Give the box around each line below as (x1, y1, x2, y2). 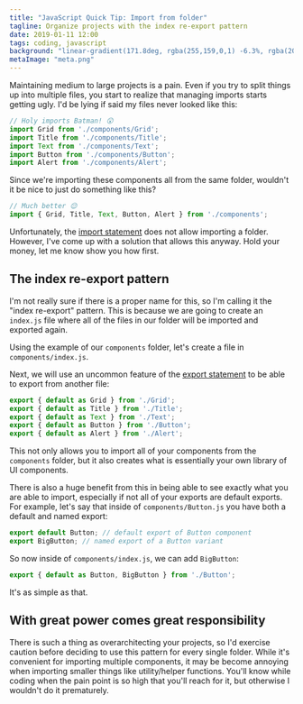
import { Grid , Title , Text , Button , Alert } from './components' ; (9, 210, 269, 219)
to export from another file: (9, 378, 110, 389)
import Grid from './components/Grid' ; (9, 124, 160, 133)
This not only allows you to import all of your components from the (9, 445, 257, 456)
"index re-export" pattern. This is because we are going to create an (9, 305, 263, 315)
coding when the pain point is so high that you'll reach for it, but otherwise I (9, 675, 290, 686)
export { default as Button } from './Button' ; (9, 421, 192, 430)
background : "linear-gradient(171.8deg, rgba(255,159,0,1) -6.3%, (9, 47, 264, 56)
